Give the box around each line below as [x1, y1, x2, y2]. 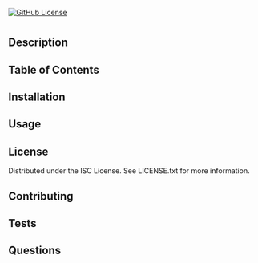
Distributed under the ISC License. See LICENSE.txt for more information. [8, 166, 250, 176]
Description [8, 36, 68, 50]
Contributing [8, 189, 74, 203]
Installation [8, 90, 66, 103]
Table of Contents [8, 63, 100, 76]
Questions [8, 244, 62, 257]
